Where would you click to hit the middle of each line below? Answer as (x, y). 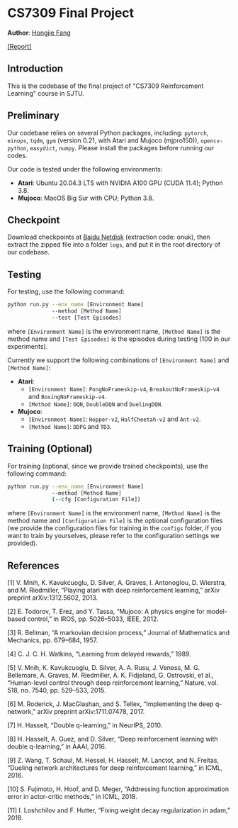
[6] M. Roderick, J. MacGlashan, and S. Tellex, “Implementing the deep (110, 704)
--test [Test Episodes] (87, 318)
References (33, 565)
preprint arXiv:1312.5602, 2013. (53, 598)
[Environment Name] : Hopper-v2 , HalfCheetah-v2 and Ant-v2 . (114, 419)
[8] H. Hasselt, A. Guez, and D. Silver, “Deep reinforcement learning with (113, 739)
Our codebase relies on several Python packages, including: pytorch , (108, 133)
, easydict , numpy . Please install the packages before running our (120, 147)
